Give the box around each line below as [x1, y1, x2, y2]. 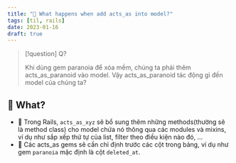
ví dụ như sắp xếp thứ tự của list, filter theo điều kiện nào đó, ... [17, 133, 203, 142]
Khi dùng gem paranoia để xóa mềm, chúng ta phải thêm [24, 63, 192, 72]
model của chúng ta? [24, 79, 87, 87]
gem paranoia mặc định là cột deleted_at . [17, 148, 141, 157]
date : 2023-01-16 [7, 23, 59, 30]
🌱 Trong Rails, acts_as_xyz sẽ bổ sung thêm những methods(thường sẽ [17, 118, 225, 126]
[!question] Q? [24, 50, 67, 58]
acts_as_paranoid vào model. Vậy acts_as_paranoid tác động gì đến [24, 71, 223, 79]
